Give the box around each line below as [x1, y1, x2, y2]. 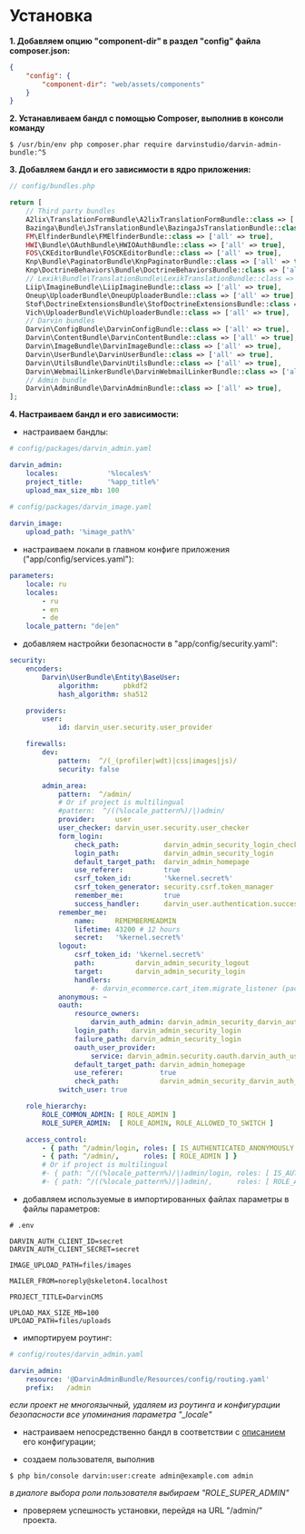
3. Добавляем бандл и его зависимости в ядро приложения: [9, 164, 251, 175]
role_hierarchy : [25, 1101, 88, 1111]
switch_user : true [57, 1085, 128, 1095]
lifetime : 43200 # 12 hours [74, 924, 181, 934]
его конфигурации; [22, 1437, 96, 1448]
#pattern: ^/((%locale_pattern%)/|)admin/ [57, 806, 225, 816]
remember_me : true [74, 892, 181, 901]
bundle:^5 [9, 148, 47, 157]
